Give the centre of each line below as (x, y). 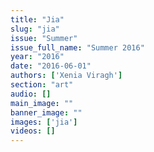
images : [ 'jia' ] (44, 122)
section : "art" (42, 85)
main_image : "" (42, 103)
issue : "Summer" (44, 38)
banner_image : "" (46, 112)
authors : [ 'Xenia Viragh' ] (66, 76)
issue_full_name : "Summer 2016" (77, 47)
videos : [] (33, 131)
